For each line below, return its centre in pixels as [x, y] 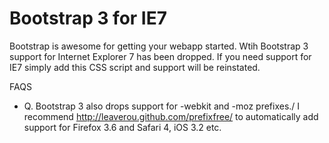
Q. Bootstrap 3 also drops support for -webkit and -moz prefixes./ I [162, 106]
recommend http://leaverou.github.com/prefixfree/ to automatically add [171, 116]
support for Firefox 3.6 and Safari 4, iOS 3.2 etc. [122, 127]
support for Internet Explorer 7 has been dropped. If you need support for [160, 56]
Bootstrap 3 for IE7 [88, 18]
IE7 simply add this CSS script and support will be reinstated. [135, 67]
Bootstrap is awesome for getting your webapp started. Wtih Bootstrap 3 [159, 46]
